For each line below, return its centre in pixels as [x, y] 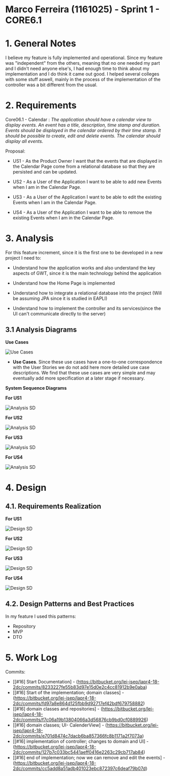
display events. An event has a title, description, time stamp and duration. [83, 125]
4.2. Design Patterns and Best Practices [70, 604]
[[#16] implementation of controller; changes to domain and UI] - [81, 741]
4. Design [26, 488]
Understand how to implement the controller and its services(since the [87, 308]
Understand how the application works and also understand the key [84, 268]
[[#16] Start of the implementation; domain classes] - [68, 692]
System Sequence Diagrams [36, 388]
